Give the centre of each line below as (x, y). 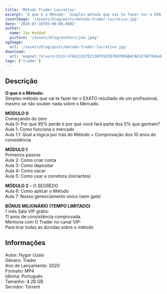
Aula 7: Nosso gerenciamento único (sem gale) (53, 196)
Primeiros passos (23, 155)
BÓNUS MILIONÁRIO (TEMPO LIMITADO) (48, 206)
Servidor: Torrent (23, 287)
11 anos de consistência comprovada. (43, 217)
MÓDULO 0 (17, 113)
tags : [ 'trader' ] (23, 61)
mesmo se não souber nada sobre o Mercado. (52, 104)
